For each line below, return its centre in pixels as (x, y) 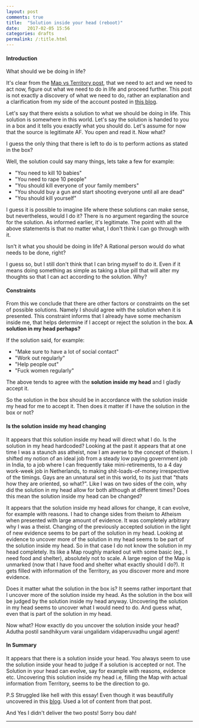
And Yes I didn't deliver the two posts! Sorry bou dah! (71, 713)
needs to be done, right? (36, 253)
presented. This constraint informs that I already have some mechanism (94, 316)
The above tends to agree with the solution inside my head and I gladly (94, 382)
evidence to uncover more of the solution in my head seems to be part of (95, 539)
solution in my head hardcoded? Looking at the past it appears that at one (96, 446)
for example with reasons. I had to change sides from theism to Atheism (94, 514)
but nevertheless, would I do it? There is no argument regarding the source (97, 216)
